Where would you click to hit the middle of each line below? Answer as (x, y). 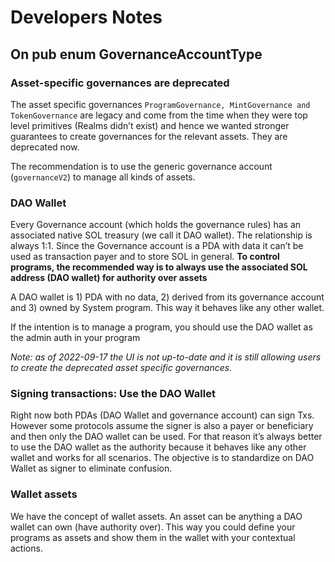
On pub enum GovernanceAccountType (136, 54)
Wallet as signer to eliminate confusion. (91, 468)
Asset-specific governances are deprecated (120, 83)
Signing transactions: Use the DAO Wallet (113, 394)
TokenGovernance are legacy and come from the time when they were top (159, 115)
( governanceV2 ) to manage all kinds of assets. (103, 177)
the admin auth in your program (75, 338)
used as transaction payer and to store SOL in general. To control (145, 257)
